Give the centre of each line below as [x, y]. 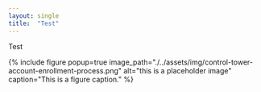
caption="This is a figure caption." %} [71, 79]
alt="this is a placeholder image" [178, 70]
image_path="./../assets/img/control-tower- [181, 62]
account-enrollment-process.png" [65, 70]
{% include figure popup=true [58, 62]
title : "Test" [34, 23]
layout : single [34, 16]
